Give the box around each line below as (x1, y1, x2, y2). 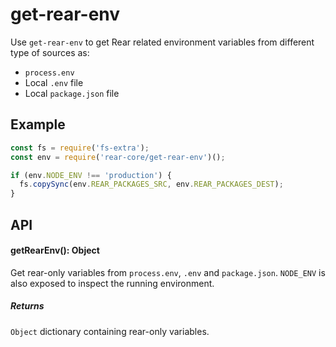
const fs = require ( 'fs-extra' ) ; (10, 143, 150, 153)
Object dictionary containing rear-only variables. (10, 325, 210, 337)
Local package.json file (24, 87, 120, 99)
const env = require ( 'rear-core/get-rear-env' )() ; (10, 152, 226, 162)
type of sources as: (10, 46, 90, 58)
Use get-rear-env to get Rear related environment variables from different (10, 36, 315, 48)
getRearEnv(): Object (10, 244, 100, 257)
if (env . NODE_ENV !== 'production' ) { (10, 170, 172, 180)
